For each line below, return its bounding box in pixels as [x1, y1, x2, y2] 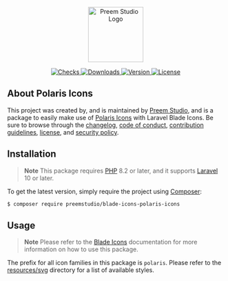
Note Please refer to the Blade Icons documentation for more [23, 238, 198, 246]
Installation [7, 148, 56, 160]
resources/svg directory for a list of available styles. [7, 266, 155, 274]
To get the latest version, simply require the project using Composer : [7, 187, 202, 195]
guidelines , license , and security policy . [7, 128, 119, 136]
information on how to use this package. [23, 245, 139, 253]
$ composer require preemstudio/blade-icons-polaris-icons [7, 200, 180, 207]
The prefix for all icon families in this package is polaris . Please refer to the [7, 259, 222, 267]
